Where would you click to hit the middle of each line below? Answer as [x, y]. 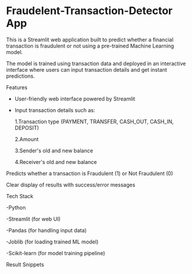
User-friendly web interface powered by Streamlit [75, 99]
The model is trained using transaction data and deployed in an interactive [96, 64]
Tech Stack [20, 196]
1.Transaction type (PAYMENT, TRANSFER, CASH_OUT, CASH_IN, [94, 121]
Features [17, 87]
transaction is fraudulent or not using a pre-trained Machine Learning [90, 46]
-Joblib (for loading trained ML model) [52, 242]
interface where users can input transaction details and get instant [87, 69]
